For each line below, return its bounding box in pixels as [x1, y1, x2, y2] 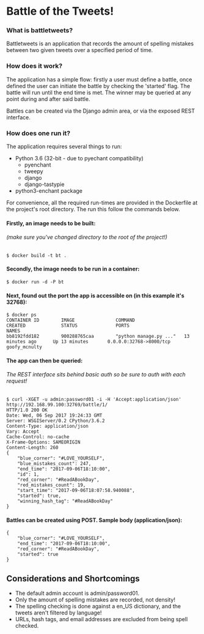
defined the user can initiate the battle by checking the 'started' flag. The [6, 82, 191, 89]
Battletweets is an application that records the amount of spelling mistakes [6, 40, 194, 47]
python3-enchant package [15, 187, 83, 195]
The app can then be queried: [6, 357, 83, 364]
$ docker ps [6, 312, 37, 318]
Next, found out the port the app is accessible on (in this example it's [6, 292, 184, 299]
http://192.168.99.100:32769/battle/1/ [6, 402, 108, 408]
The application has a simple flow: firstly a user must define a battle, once [6, 75, 192, 83]
